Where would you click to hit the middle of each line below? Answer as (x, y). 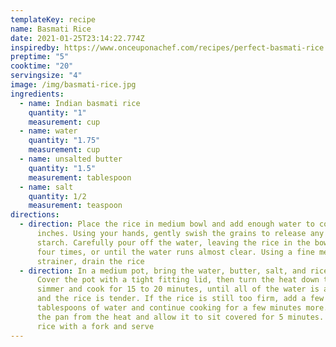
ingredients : (37, 94)
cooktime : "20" (42, 66)
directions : (35, 215)
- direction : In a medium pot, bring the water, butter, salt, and (163, 271)
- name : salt (46, 187)
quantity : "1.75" (64, 141)
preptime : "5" (40, 57)
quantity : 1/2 (57, 196)
